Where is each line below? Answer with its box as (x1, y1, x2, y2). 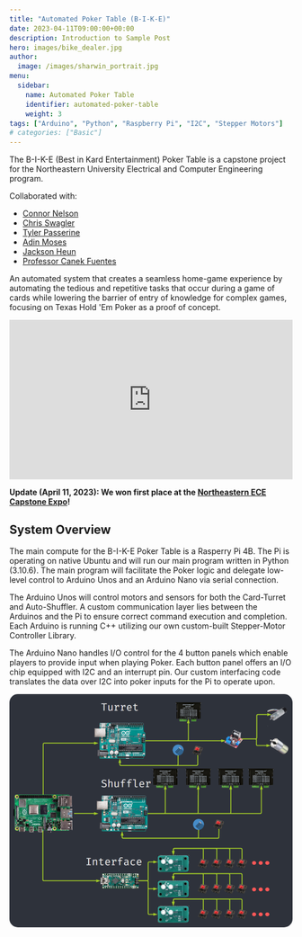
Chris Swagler (22, 218, 75, 228)
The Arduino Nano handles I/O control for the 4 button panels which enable (9, 647, 289, 658)
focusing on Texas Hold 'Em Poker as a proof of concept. (9, 302, 221, 313)
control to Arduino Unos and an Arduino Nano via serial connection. (28, 575, 279, 585)
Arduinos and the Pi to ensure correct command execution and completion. (9, 611, 288, 622)
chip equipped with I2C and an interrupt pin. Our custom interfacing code (9, 666, 281, 678)
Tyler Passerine (22, 228, 81, 238)
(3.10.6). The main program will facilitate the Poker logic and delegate (9, 565, 266, 576)
